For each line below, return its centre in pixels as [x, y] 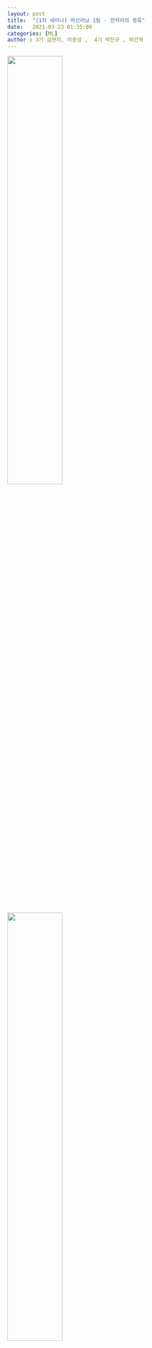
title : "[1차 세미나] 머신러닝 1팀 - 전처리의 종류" [76, 20]
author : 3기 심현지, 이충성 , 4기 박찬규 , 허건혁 [75, 40]
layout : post [26, 14]
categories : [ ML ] [33, 33]
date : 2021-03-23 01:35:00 [50, 27]
